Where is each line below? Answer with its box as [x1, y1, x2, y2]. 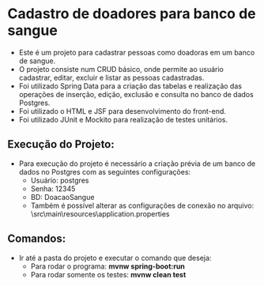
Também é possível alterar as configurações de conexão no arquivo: [30, 201, 255, 210]
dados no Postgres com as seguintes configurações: [18, 167, 191, 176]
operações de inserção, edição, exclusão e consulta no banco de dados [18, 89, 254, 99]
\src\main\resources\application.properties [30, 209, 170, 218]
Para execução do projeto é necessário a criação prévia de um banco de [18, 159, 256, 168]
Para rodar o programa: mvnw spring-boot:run [30, 262, 185, 271]
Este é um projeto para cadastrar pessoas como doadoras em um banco [18, 47, 255, 57]
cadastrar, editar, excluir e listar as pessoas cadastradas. [18, 73, 205, 82]
